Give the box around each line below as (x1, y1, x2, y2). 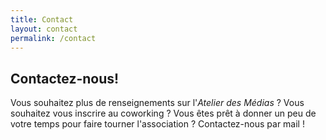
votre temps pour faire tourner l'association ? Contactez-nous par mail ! (10, 118, 305, 130)
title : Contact (10, 14, 74, 25)
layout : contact (10, 24, 78, 34)
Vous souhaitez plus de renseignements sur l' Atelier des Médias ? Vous (10, 97, 305, 109)
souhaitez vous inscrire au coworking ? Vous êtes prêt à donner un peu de (10, 107, 317, 120)
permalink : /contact (10, 33, 97, 43)
